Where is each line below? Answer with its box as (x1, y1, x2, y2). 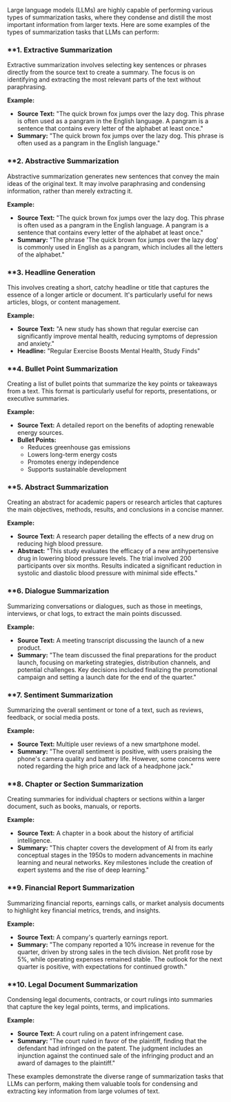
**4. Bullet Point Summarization (7, 364, 119, 373)
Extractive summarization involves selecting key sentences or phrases (7, 61, 207, 69)
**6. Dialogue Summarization (7, 586, 110, 596)
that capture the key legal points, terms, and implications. (7, 1002, 170, 1011)
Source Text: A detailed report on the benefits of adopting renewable (17, 421, 214, 429)
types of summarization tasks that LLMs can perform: (7, 28, 160, 36)
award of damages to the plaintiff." (17, 1058, 116, 1067)
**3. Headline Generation (7, 268, 96, 277)
